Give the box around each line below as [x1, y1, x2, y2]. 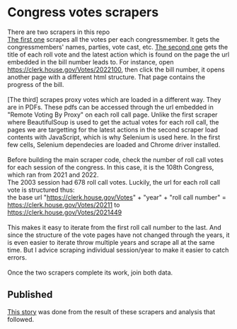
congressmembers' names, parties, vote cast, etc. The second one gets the [7, 42, 229, 51]
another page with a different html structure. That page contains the [7, 72, 206, 81]
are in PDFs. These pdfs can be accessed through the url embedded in [7, 103, 214, 111]
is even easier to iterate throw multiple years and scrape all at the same [7, 238, 215, 246]
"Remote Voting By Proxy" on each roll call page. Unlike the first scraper [7, 110, 218, 119]
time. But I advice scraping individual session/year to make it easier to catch [7, 246, 229, 254]
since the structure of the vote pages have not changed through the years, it [7, 231, 230, 239]
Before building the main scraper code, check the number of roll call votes [7, 155, 224, 163]
